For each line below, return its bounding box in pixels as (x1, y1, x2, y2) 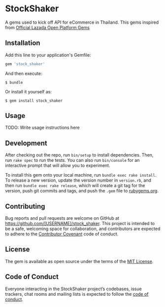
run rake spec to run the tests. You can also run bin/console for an (5, 157, 140, 163)
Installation (5, 39, 40, 47)
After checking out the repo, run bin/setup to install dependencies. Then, (5, 152, 154, 158)
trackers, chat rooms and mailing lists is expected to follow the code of (5, 291, 149, 297)
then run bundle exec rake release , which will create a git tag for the (5, 183, 145, 189)
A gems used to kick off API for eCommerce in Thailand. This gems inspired (5, 19, 159, 25)
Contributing (5, 202, 45, 210)
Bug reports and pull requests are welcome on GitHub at (5, 215, 120, 221)
